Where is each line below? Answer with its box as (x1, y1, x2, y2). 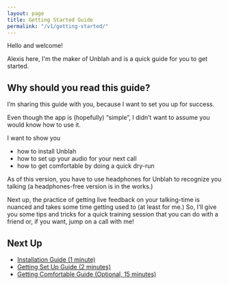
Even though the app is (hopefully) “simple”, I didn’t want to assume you (7, 114, 210, 122)
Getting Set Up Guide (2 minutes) (16, 263, 112, 271)
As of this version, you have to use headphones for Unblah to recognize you (7, 175, 222, 184)
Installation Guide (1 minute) (16, 256, 96, 264)
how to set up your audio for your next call (16, 155, 137, 163)
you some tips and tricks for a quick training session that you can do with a (7, 210, 219, 219)
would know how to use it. (7, 121, 81, 129)
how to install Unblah (16, 147, 77, 156)
